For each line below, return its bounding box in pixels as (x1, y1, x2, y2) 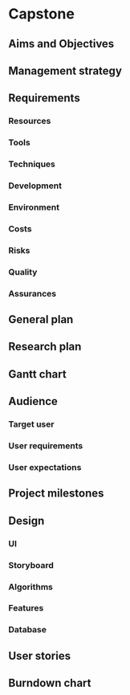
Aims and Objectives (8, 37, 115, 51)
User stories (8, 648, 71, 663)
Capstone (8, 5, 75, 23)
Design (8, 513, 45, 527)
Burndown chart (8, 677, 91, 690)
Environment (8, 202, 60, 213)
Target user (8, 419, 55, 430)
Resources (8, 116, 51, 127)
